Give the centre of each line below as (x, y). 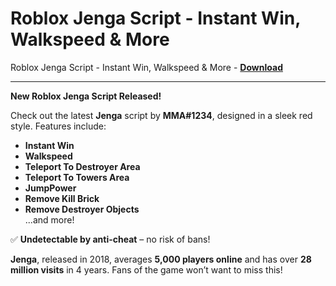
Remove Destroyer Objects (82, 209)
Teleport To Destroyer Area (82, 166)
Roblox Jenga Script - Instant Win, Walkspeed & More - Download (146, 67)
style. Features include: (58, 126)
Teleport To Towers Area (77, 177)
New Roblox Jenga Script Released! (86, 96)
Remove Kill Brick (62, 198)
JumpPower (50, 188)
